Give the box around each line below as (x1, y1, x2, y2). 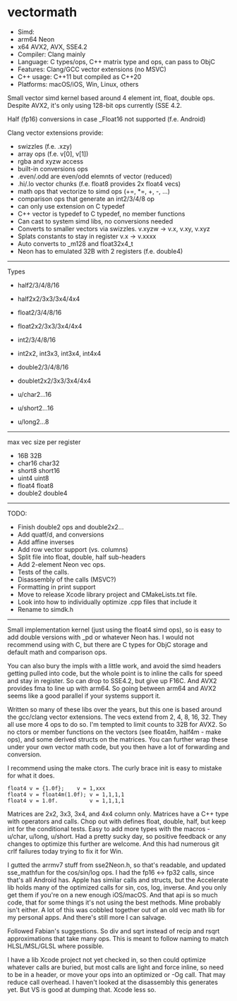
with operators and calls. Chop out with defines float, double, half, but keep (7, 817, 226, 825)
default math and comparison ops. (7, 648, 107, 656)
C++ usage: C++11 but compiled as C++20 (17, 72, 142, 81)
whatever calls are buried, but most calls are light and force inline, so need (7, 963, 224, 971)
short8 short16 (17, 466, 61, 474)
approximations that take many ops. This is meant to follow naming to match (7, 934, 229, 942)
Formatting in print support (17, 582, 96, 591)
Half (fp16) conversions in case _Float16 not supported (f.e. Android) (7, 114, 206, 123)
